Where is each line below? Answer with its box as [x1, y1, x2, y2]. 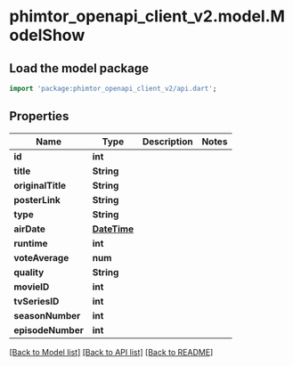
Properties [9, 109, 69, 124]
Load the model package [9, 61, 150, 76]
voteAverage [13, 251, 69, 264]
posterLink [13, 193, 61, 206]
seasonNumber [13, 309, 81, 321]
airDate [13, 223, 46, 235]
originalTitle [13, 179, 67, 191]
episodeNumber [13, 323, 85, 336]
